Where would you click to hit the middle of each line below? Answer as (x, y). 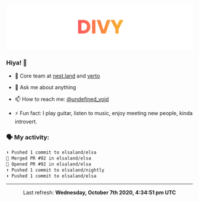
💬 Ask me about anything (45, 87)
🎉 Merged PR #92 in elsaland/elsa (49, 158)
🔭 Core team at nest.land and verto (57, 76)
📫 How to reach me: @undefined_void (62, 99)
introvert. (26, 121)
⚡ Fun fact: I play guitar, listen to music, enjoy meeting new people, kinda (104, 113)
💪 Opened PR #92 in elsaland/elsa (49, 164)
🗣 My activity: (28, 137)
